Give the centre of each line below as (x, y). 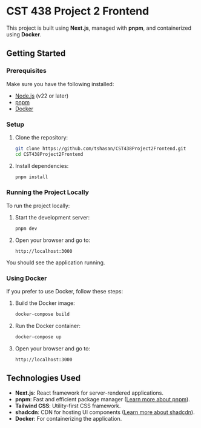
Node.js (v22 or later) (42, 96)
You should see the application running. (56, 262)
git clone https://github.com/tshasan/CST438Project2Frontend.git (100, 149)
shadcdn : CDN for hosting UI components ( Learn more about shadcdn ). (105, 412)
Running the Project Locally (48, 192)
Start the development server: (52, 217)
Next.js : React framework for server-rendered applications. (89, 393)
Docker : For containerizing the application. (68, 418)
